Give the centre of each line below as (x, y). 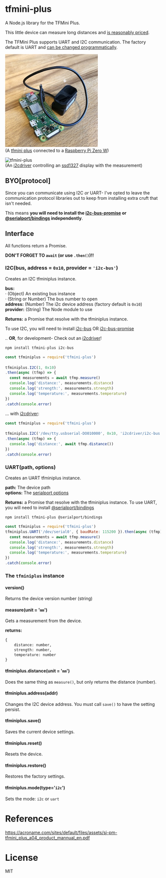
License (22, 857)
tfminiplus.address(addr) (32, 693)
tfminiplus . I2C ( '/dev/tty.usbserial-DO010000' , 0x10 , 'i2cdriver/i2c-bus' (84, 434)
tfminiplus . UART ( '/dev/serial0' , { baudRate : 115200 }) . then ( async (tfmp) (84, 532)
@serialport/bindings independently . (44, 218)
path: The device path (28, 488)
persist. (13, 709)
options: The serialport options (37, 493)
